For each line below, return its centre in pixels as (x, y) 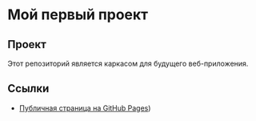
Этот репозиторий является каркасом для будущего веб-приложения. (128, 63)
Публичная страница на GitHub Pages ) (85, 108)
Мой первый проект (78, 15)
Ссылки (28, 89)
